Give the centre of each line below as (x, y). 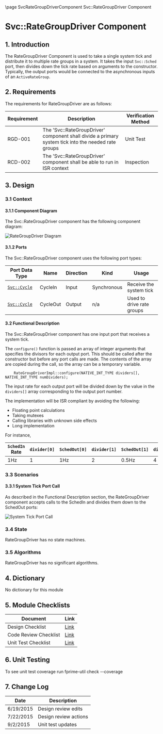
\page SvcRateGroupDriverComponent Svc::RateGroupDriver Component (78, 7)
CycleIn (48, 287)
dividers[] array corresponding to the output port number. (64, 391)
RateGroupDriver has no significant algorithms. (52, 563)
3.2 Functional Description (32, 323)
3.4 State (16, 529)
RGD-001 (19, 139)
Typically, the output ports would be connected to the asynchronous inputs (80, 72)
